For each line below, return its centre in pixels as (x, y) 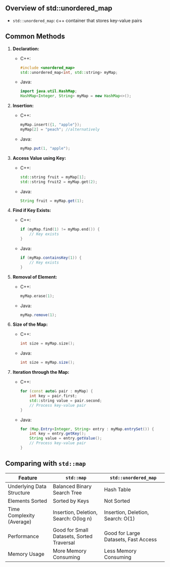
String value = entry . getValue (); (66, 439)
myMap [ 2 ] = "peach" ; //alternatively (60, 129)
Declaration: (26, 49)
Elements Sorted (27, 501)
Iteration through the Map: (41, 372)
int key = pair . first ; (53, 396)
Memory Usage (26, 554)
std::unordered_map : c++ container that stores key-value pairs (77, 20)
